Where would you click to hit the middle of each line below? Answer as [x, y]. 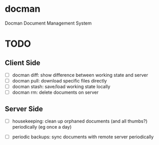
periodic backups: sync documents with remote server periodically [83, 137]
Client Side [23, 63]
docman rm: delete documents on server [55, 92]
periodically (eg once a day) [42, 127]
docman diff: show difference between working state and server [80, 75]
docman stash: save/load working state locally [61, 87]
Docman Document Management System [48, 23]
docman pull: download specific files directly [59, 81]
